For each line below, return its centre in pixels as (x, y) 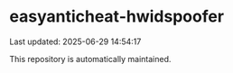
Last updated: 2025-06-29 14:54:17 (75, 41)
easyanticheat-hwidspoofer (116, 17)
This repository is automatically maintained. (90, 59)
